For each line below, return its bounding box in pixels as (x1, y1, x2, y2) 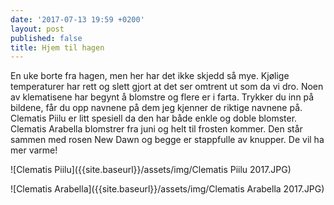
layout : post (10, 24, 65, 34)
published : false (10, 33, 83, 43)
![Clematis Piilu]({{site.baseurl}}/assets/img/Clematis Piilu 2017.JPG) (10, 164, 292, 176)
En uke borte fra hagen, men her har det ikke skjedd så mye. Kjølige (10, 70, 290, 82)
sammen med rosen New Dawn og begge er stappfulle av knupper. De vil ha (10, 134, 325, 146)
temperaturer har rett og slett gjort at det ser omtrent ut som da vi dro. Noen (10, 81, 324, 93)
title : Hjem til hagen (10, 42, 105, 53)
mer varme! (10, 144, 58, 156)
